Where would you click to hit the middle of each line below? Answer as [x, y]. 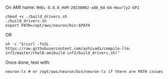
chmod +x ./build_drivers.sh [36, 17]
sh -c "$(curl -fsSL [27, 44]
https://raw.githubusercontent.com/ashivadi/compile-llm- [68, 49]
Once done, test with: [28, 62]
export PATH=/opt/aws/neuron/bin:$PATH [48, 25]
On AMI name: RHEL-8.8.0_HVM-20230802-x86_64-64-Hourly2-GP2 [72, 7]
